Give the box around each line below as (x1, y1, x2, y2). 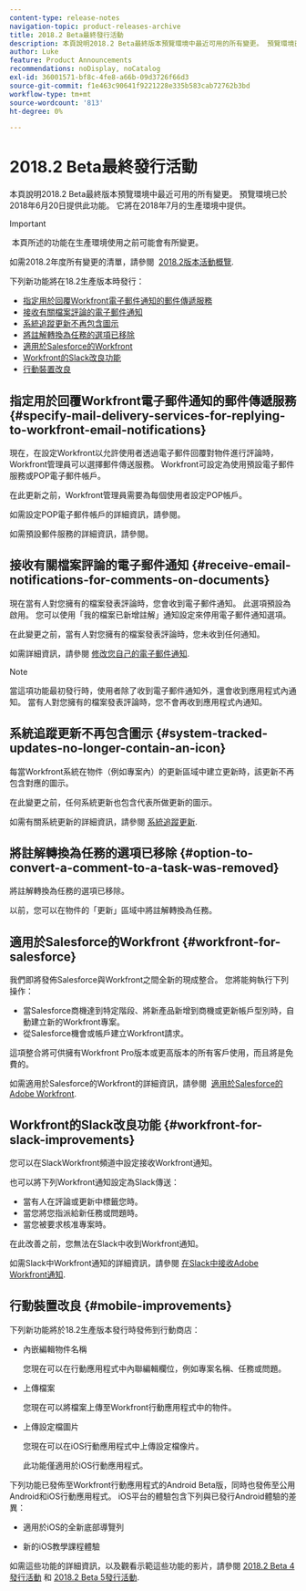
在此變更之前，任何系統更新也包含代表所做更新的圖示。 (9, 796, 217, 807)
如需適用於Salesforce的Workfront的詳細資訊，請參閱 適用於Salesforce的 (9, 1078, 284, 1089)
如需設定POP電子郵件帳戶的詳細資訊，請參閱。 (9, 509, 186, 520)
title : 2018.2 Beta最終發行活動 (9, 30, 125, 39)
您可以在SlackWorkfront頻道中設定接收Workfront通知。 (9, 1158, 218, 1169)
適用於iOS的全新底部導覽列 (22, 1521, 125, 1533)
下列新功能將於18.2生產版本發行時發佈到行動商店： (9, 1324, 200, 1335)
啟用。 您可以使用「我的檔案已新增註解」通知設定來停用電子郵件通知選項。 (9, 608, 291, 620)
